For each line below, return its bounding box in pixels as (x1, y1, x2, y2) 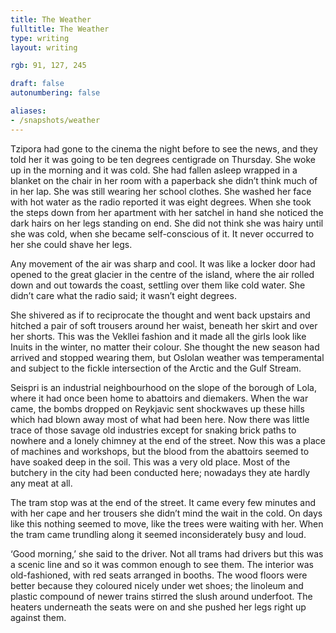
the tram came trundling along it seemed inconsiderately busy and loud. (10, 528, 307, 540)
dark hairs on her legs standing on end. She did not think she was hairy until (10, 217, 324, 229)
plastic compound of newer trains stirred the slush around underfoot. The (10, 590, 313, 602)
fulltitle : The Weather (10, 24, 110, 34)
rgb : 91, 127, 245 (10, 61, 87, 71)
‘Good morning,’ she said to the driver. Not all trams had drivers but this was (10, 547, 324, 560)
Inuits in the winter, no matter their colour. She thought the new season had (10, 341, 320, 353)
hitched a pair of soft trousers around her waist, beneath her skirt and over (10, 319, 318, 331)
